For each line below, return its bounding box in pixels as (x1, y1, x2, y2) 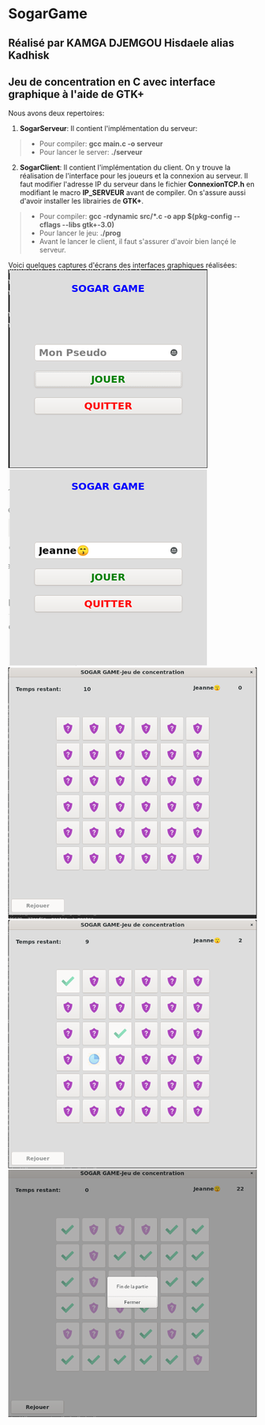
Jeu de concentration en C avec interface (8, 75, 215, 88)
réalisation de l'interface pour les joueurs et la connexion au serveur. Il (19, 171, 248, 181)
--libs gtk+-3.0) (62, 220, 115, 230)
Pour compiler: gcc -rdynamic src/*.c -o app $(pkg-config (39, 212, 233, 221)
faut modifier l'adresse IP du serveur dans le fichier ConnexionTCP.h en (19, 179, 255, 189)
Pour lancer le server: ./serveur (39, 148, 143, 157)
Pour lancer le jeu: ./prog (39, 228, 121, 238)
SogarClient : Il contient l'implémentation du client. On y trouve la (19, 163, 231, 172)
